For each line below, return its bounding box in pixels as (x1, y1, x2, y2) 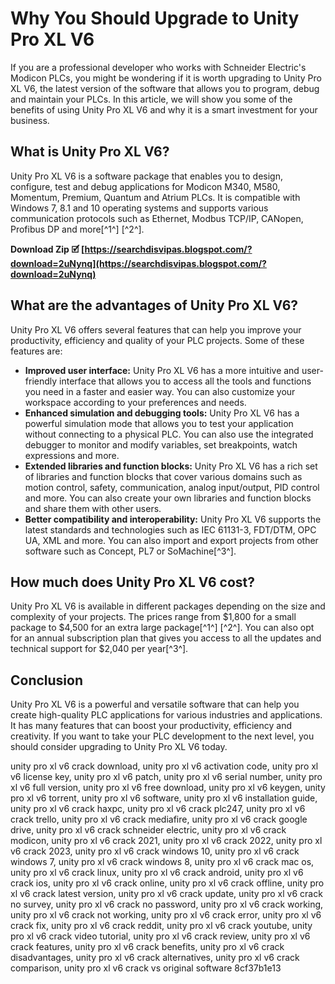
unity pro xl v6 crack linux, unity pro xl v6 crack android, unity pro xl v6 (10, 867, 304, 879)
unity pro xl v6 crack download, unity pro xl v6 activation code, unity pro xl (10, 760, 319, 772)
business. (10, 114, 50, 126)
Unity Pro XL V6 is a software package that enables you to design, (10, 170, 284, 182)
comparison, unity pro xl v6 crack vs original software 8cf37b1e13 (10, 962, 282, 974)
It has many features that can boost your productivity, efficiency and (10, 720, 293, 732)
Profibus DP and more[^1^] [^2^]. (10, 223, 145, 235)
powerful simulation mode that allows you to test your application (24, 417, 294, 429)
